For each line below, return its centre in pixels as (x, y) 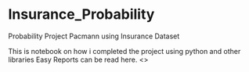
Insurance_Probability (81, 14)
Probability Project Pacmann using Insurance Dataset (94, 36)
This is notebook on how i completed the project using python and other (125, 51)
